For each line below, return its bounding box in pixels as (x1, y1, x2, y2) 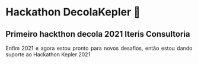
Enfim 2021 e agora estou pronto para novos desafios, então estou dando (5, 44, 193, 52)
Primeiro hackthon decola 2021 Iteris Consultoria (5, 29, 190, 39)
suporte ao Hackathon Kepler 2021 (5, 51, 91, 58)
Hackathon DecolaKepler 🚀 (5, 5, 140, 19)
